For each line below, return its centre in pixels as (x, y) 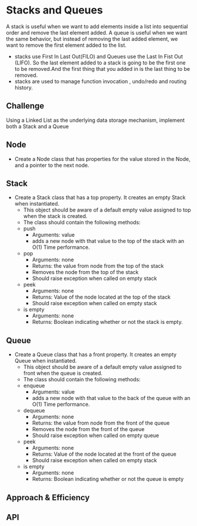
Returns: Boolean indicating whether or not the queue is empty (108, 479)
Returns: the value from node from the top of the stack (98, 266)
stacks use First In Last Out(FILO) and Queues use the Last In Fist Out (98, 56)
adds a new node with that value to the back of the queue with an (111, 398)
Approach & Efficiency (48, 498)
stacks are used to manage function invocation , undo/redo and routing (100, 81)
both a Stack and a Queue (38, 126)
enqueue (34, 386)
